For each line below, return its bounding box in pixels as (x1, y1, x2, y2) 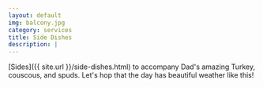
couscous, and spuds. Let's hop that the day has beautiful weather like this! (8, 71, 254, 80)
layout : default (8, 11, 62, 20)
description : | (8, 41, 58, 49)
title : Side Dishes (8, 33, 73, 42)
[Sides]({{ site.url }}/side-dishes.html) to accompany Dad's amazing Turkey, (8, 62, 255, 71)
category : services (8, 26, 73, 34)
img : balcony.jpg (8, 19, 66, 27)
